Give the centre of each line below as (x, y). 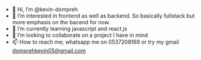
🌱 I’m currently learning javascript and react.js (70, 28)
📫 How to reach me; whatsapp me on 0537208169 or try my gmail (95, 42)
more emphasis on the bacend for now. (61, 22)
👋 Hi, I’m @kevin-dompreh (45, 9)
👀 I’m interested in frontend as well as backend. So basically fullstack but (103, 16)
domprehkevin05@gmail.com (49, 51)
